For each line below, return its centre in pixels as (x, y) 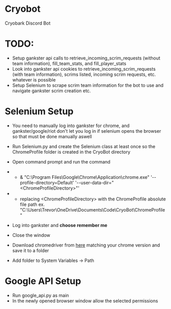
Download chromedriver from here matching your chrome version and (86, 245)
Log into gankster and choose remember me (60, 225)
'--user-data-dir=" (94, 182)
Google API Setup (43, 281)
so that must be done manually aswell (52, 136)
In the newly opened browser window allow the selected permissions (85, 301)
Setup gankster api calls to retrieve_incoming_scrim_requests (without (86, 58)
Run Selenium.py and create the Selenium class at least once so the (84, 146)
